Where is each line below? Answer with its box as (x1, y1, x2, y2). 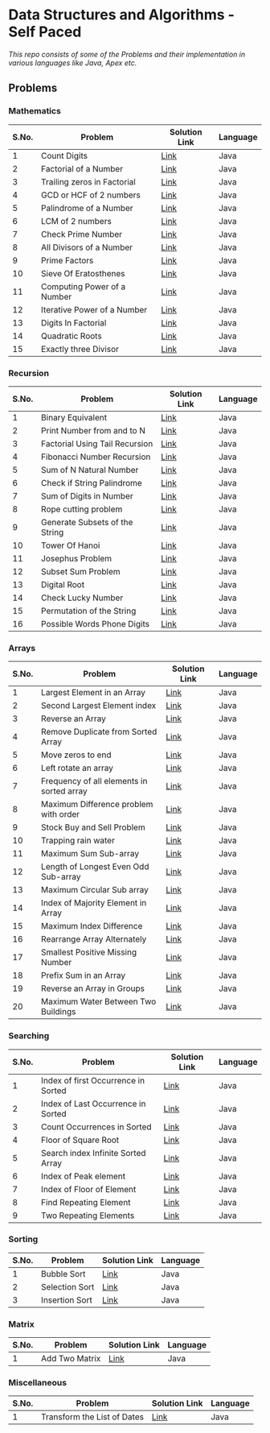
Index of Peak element (41, 1170, 126, 1182)
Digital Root (41, 578, 85, 590)
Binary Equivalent (41, 412, 107, 423)
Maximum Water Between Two (41, 996, 157, 1008)
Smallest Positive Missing (41, 946, 137, 958)
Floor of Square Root (41, 1134, 120, 1145)
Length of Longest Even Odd (41, 861, 149, 872)
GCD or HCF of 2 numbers (41, 189, 141, 201)
